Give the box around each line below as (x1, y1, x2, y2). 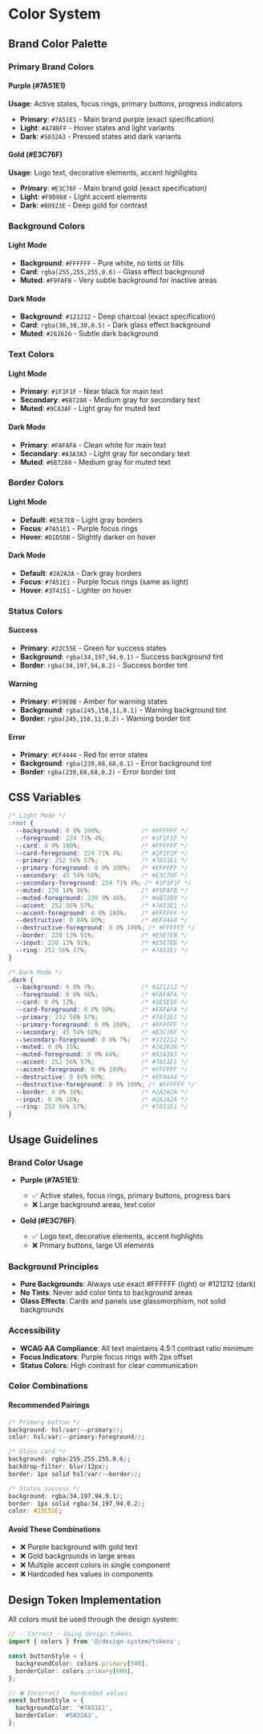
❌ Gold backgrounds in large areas (19, 1551, 136, 1561)
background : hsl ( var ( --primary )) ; (8, 1425, 124, 1434)
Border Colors (8, 477, 64, 488)
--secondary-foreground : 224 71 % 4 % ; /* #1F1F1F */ (15, 879, 192, 887)
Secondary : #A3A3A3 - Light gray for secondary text (19, 448, 190, 458)
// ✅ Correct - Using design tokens (8, 1630, 132, 1638)
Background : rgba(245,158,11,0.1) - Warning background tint (19, 705, 227, 715)
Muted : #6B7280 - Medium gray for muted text (19, 457, 171, 466)
